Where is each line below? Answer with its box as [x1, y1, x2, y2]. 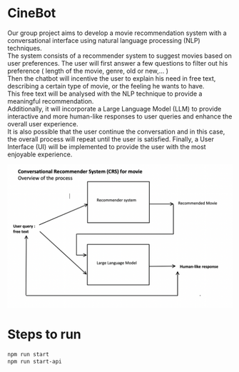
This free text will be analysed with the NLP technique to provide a [7, 89, 203, 98]
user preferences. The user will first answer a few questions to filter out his [7, 59, 228, 67]
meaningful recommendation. [7, 96, 94, 105]
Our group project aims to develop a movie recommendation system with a [7, 29, 227, 37]
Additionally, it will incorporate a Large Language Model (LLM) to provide [7, 104, 222, 113]
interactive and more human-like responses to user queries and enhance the [7, 112, 233, 121]
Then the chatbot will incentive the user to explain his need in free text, [7, 74, 216, 83]
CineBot [7, 5, 56, 21]
